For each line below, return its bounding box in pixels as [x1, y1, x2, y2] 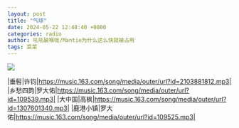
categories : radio [7, 30, 62, 38]
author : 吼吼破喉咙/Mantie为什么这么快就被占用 [7, 37, 135, 44]
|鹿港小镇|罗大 [70, 104, 113, 112]
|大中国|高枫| [56, 95, 95, 103]
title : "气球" [7, 17, 48, 24]
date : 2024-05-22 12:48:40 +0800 [7, 23, 107, 31]
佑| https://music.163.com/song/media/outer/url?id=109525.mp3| [7, 113, 196, 121]
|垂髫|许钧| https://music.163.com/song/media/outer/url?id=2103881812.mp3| [7, 78, 232, 85]
